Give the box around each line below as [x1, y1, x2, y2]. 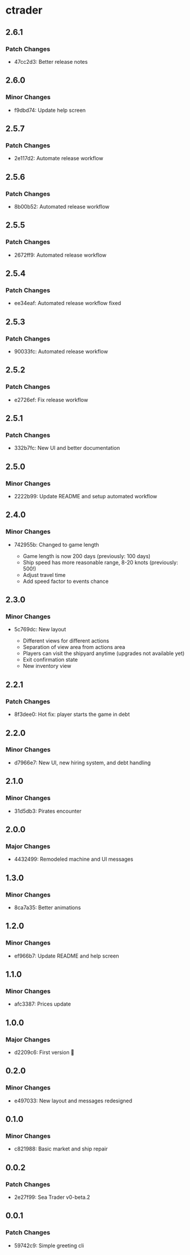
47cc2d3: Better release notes [14, 58, 88, 65]
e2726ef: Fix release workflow [14, 396, 89, 403]
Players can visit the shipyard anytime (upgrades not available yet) [22, 650, 185, 657]
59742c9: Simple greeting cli [14, 1242, 84, 1249]
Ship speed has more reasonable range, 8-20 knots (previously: [22, 559, 178, 566]
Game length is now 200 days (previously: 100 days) [22, 552, 151, 559]
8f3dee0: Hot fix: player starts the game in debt [14, 711, 130, 718]
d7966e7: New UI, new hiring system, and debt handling [14, 759, 151, 766]
